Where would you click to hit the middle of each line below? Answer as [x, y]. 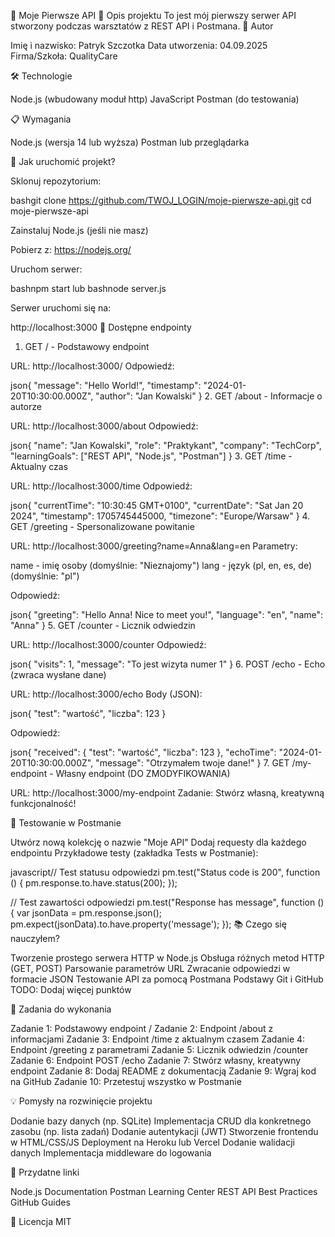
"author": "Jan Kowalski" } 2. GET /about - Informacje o [209, 396]
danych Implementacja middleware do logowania [111, 1153]
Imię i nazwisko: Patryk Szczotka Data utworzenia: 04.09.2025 [139, 45]
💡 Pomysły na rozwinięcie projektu [81, 1101]
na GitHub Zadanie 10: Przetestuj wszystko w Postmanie [126, 1081]
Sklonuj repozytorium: [56, 181]
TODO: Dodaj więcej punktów [71, 989]
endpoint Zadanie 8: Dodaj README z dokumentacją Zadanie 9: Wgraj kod [163, 1071]
